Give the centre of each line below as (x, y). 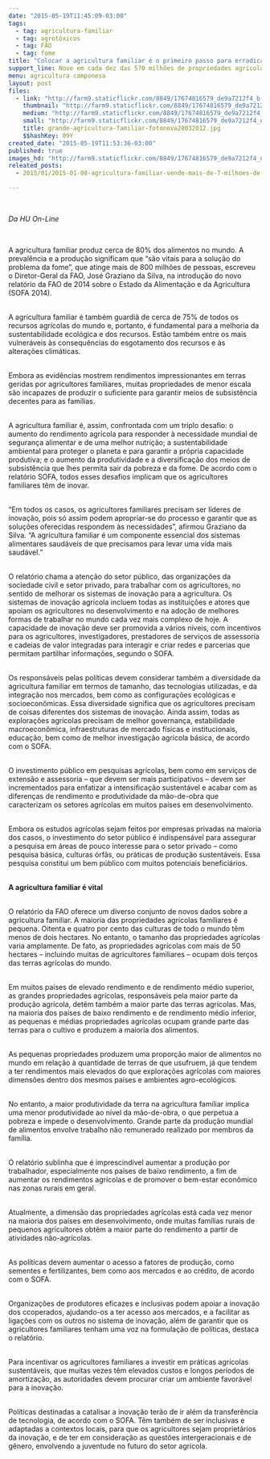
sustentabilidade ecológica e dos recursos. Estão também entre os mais (127, 334)
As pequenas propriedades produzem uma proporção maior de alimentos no (135, 1054)
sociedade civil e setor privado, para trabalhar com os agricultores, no (125, 585)
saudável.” (26, 552)
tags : (17, 23)
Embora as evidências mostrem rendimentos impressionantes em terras (127, 375)
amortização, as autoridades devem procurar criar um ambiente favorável (130, 1379)
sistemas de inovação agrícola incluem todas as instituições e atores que (129, 602)
